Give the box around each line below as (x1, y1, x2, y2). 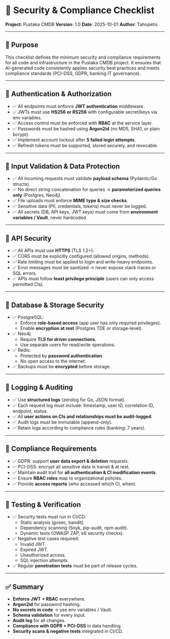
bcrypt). (12, 131, 30, 137)
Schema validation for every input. (12, 612, 86, 618)
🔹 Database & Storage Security (5, 301, 105, 309)
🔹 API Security (5, 234, 52, 242)
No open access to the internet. (20, 358, 87, 364)
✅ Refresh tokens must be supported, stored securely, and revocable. (12, 142, 158, 148)
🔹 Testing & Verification (5, 500, 81, 509)
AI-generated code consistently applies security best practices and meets (5, 65, 160, 71)
